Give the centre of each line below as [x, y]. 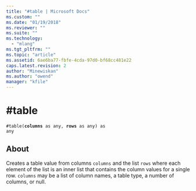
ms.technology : [24, 38]
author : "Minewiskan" [32, 71]
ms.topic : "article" [31, 55]
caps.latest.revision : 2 [36, 66]
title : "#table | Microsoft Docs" [48, 11]
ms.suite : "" [22, 33]
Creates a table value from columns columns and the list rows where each [93, 163]
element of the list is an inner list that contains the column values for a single [98, 169]
